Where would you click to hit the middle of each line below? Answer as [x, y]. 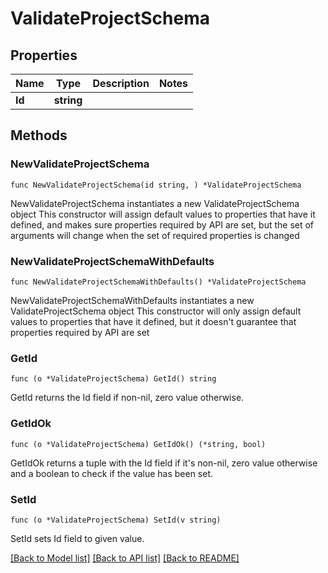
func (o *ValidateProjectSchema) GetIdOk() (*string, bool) [138, 444]
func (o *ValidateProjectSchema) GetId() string [113, 379]
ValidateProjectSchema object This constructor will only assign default [156, 311]
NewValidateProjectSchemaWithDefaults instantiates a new [132, 300]
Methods [39, 135]
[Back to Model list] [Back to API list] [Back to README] [125, 558]
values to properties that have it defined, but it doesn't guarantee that [153, 321]
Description [121, 83]
